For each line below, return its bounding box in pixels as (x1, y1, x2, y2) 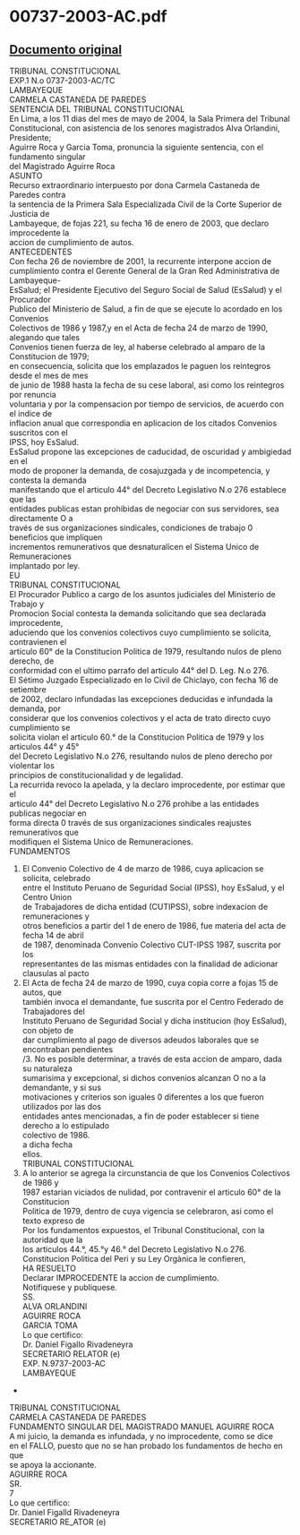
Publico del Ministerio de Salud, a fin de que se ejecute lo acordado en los (9, 304, 283, 314)
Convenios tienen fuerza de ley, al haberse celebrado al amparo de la (9, 342, 266, 352)
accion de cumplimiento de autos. (9, 237, 134, 247)
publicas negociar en (9, 808, 87, 819)
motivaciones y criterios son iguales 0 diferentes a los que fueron (21, 1092, 264, 1102)
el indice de (9, 408, 52, 418)
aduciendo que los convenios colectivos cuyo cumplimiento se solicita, (9, 627, 271, 638)
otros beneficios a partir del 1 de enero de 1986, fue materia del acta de (21, 921, 287, 930)
